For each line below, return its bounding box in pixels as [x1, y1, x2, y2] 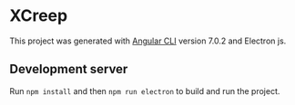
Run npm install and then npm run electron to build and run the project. [9, 85, 280, 96]
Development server [9, 62, 128, 77]
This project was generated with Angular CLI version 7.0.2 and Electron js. [9, 35, 287, 46]
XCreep [9, 5, 68, 26]
